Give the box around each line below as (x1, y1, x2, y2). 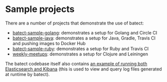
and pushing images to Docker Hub (12, 40, 86, 46)
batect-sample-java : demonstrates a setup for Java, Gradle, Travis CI (12, 35, 155, 41)
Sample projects (5, 3, 75, 15)
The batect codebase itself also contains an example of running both (5, 60, 147, 66)
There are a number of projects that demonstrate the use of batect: (5, 20, 144, 26)
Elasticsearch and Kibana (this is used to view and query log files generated (5, 66, 162, 72)
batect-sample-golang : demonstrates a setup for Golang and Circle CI (12, 29, 157, 35)
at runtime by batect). (5, 71, 50, 77)
